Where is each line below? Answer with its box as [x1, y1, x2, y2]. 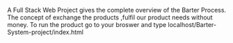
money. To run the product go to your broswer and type [7, 21, 167, 28]
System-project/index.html [7, 28, 83, 36]
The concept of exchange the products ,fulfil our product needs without [7, 13, 214, 21]
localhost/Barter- [168, 21, 217, 28]
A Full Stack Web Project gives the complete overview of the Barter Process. [7, 6, 227, 14]
